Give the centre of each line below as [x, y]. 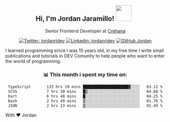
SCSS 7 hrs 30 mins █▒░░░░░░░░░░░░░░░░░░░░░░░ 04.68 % [85, 91]
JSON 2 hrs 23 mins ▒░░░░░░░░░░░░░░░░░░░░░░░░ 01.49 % [85, 106]
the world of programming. [33, 61]
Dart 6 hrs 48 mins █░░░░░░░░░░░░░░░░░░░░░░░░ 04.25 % [85, 96]
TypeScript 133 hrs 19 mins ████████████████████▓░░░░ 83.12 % [85, 87]
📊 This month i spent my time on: [85, 75]
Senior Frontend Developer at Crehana [85, 31]
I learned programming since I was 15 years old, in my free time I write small [84, 50]
